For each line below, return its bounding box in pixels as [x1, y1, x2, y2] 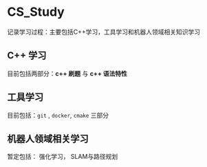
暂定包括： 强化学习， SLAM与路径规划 [7, 153, 118, 161]
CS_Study [7, 4, 65, 20]
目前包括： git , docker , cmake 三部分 [7, 111, 109, 119]
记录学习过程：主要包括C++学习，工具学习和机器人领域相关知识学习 [7, 27, 201, 36]
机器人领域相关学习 [7, 133, 89, 144]
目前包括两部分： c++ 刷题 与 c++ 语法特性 [7, 69, 127, 78]
